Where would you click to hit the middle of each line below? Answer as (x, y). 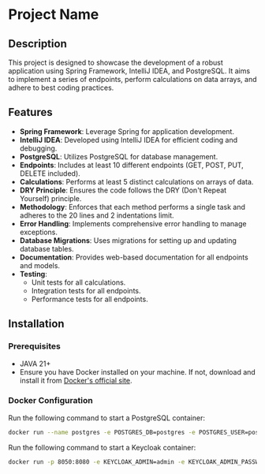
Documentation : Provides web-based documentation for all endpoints (134, 257)
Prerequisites (34, 346)
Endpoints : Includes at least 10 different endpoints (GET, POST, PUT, (132, 165)
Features (30, 112)
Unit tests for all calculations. (78, 282)
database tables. (47, 248)
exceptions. (38, 232)
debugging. (38, 148)
